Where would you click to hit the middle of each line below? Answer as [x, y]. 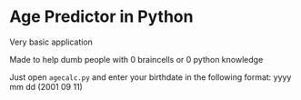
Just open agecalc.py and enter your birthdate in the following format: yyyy [150, 77]
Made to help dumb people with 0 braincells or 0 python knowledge [136, 59]
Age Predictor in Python [101, 17]
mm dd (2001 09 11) [46, 86]
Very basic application [51, 42]
